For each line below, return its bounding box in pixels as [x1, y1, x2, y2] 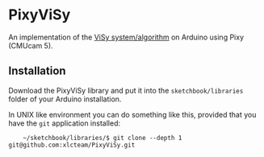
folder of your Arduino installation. [8, 94, 122, 104]
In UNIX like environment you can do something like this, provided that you [8, 109, 257, 119]
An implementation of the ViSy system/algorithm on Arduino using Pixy [8, 32, 245, 42]
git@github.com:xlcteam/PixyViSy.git [8, 141, 136, 149]
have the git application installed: [8, 118, 121, 128]
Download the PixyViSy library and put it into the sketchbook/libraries [8, 85, 244, 95]
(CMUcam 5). [8, 40, 54, 50]
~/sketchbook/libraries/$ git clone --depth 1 [23, 134, 182, 142]
